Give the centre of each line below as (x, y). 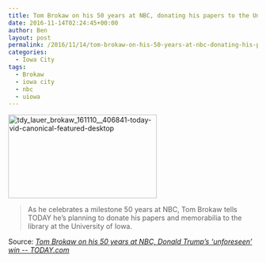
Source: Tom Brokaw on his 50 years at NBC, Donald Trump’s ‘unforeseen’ (130, 241)
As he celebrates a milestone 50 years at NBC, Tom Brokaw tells (132, 210)
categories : (28, 52)
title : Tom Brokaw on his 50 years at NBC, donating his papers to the (129, 15)
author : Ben (28, 30)
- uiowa (28, 97)
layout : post (30, 38)
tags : (17, 67)
